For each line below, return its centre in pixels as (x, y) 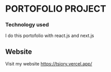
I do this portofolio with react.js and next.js (50, 35)
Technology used (27, 25)
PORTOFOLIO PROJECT (56, 9)
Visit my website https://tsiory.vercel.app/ (49, 64)
